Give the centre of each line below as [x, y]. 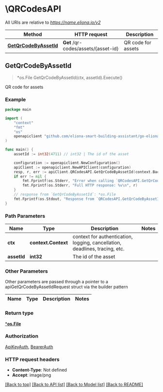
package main [18, 110]
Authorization [22, 336]
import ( [14, 118]
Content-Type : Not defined [39, 370]
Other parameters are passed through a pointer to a [57, 282]
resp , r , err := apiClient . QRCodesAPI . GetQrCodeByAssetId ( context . [83, 172]
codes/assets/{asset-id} [91, 49]
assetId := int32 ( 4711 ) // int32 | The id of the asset [72, 154]
